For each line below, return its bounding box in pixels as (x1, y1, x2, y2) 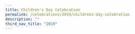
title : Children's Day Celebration (5, 7, 80, 12)
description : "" (5, 16, 39, 21)
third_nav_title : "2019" (5, 21, 58, 26)
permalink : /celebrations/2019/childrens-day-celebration (5, 12, 130, 17)
